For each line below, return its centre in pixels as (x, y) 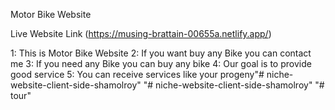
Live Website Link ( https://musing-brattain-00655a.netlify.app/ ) (141, 33)
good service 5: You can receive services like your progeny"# (137, 74)
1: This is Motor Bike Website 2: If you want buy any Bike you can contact (161, 53)
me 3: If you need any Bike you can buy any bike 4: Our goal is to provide (161, 63)
